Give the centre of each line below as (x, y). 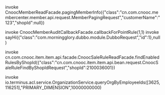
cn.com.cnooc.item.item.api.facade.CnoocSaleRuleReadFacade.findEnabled (82, 57)
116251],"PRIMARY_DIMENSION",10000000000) (53, 87)
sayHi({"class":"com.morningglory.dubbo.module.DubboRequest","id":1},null (83, 37)
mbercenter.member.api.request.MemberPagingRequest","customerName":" (83, 17)
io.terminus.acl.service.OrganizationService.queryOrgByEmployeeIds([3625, (83, 82)
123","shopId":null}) (25, 23)
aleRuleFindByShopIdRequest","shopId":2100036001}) (60, 68)
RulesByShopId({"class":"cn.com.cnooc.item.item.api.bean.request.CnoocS (82, 62)
